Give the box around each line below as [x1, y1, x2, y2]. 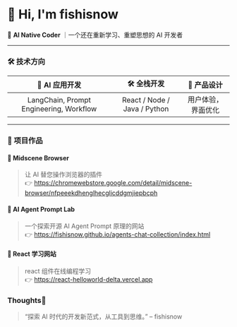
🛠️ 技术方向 [7, 57, 46, 66]
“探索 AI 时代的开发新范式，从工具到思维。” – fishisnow [24, 312, 183, 321]
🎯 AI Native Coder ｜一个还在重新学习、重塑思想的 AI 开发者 [7, 30, 183, 39]
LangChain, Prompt [27, 95, 92, 105]
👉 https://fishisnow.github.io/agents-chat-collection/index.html [24, 230, 211, 239]
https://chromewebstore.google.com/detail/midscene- [34, 179, 193, 187]
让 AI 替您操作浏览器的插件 [24, 170, 103, 179]
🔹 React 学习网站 [7, 250, 56, 258]
